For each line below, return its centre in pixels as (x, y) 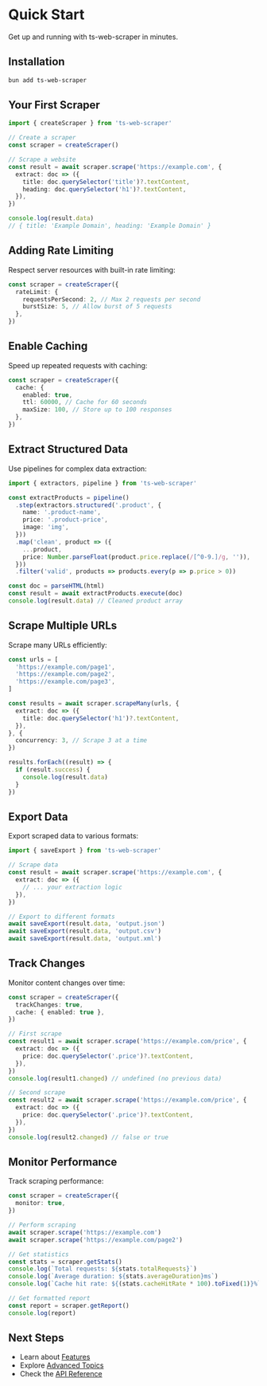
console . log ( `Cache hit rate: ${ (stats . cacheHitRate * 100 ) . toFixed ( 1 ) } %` (135, 1284)
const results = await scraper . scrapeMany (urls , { (94, 704)
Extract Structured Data (68, 449)
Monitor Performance (63, 1162)
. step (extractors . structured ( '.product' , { (88, 505)
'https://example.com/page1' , (65, 667)
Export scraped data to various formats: (74, 836)
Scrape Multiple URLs (63, 626)
